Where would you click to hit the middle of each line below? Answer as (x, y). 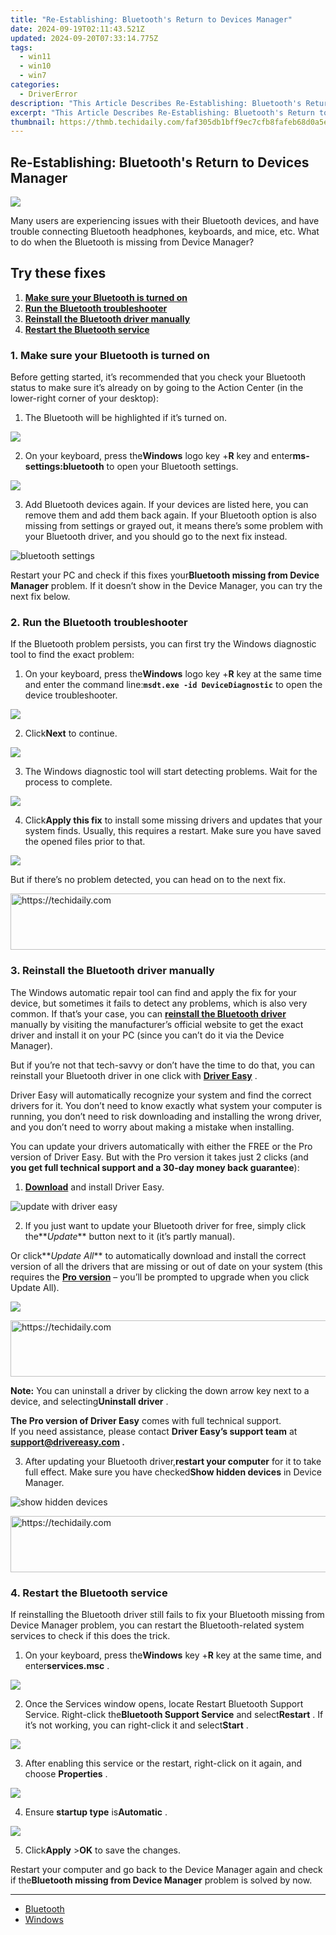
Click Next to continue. (71, 733)
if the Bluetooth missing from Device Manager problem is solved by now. (161, 1880)
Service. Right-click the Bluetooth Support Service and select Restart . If (174, 1715)
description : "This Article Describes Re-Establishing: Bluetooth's (156, 103)
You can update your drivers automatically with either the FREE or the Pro (161, 1146)
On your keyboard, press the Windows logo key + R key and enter (158, 456)
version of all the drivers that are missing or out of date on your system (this (166, 1266)
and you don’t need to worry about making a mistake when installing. (152, 1127)
